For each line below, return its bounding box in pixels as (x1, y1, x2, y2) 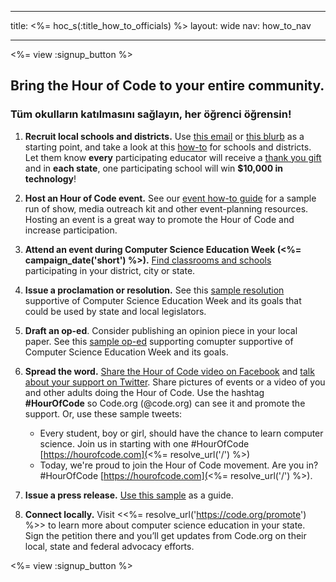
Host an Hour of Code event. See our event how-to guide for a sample (24, 192, 317, 204)
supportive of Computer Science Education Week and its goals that (24, 294, 302, 306)
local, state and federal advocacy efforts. (24, 540, 195, 552)
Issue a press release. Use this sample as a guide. (24, 489, 234, 501)
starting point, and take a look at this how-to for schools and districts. (24, 141, 312, 153)
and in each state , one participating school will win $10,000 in (24, 162, 283, 174)
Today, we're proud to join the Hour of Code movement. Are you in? (39, 459, 319, 471)
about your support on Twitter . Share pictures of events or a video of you (24, 376, 326, 388)
